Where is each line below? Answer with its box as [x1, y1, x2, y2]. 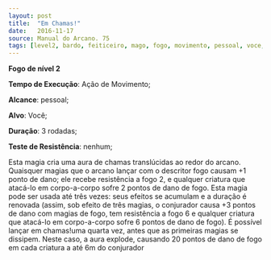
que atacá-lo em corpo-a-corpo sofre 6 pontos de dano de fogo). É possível [8, 217, 262, 227]
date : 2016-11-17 [8, 27, 74, 35]
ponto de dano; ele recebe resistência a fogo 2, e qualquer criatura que [8, 175, 246, 184]
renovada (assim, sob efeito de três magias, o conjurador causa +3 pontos [8, 200, 256, 210]
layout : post [8, 11, 52, 20]
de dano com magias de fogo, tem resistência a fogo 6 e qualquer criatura [8, 208, 256, 218]
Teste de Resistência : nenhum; [8, 142, 113, 151]
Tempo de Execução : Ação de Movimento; [8, 80, 151, 89]
